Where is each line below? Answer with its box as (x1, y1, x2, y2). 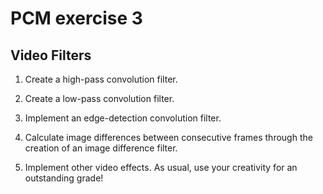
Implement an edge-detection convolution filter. (24, 112, 222, 124)
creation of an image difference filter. (24, 142, 178, 154)
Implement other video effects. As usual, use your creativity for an (24, 162, 298, 173)
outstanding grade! (24, 172, 104, 184)
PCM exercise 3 (10, 7, 143, 30)
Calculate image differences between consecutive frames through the (24, 132, 313, 143)
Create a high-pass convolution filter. (24, 73, 178, 85)
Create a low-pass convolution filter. (24, 93, 175, 104)
